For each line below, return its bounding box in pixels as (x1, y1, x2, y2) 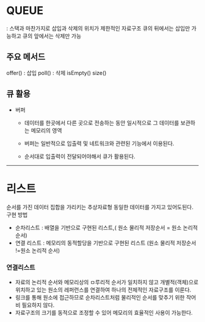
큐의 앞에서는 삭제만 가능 (22, 32, 82, 40)
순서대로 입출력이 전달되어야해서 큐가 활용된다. (24, 152, 135, 160)
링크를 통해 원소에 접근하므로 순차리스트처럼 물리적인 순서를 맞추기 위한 (15, 293, 185, 301)
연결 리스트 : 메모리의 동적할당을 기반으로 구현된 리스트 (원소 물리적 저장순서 (15, 239, 196, 246)
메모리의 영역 (31, 126, 62, 134)
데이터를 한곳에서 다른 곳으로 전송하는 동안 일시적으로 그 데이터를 (24, 119, 179, 126)
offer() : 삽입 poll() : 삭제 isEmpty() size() (6, 69, 107, 76)
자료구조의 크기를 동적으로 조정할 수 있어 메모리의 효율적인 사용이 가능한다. (15, 309, 193, 316)
